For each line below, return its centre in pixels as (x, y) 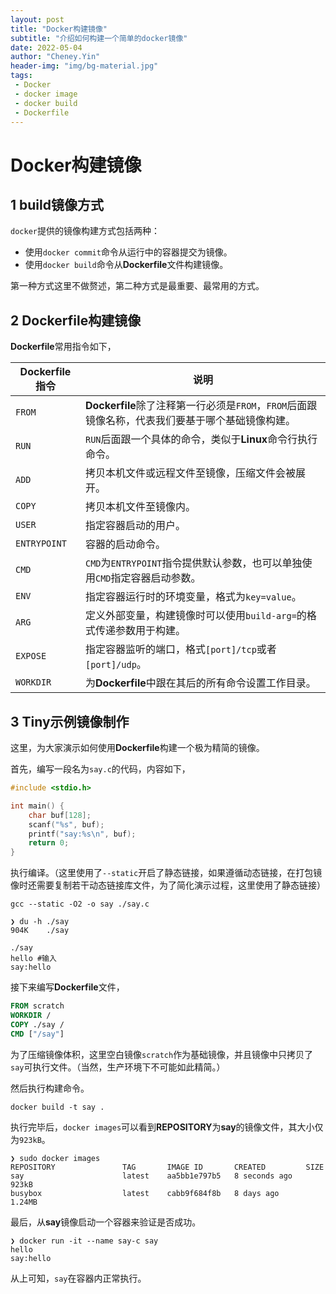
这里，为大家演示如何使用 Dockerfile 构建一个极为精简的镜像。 (137, 747)
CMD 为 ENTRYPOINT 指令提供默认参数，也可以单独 (193, 563)
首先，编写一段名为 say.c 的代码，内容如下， (100, 769)
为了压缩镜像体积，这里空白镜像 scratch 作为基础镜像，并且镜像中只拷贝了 (162, 1054)
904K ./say (40, 931)
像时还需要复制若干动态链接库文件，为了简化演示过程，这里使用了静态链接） (168, 885)
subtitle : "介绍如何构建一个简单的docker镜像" (99, 38)
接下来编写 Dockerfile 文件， (67, 987)
